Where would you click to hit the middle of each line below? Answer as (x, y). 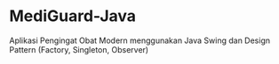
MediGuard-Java (72, 16)
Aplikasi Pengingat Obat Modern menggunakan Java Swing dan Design (140, 40)
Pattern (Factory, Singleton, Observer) (79, 49)
